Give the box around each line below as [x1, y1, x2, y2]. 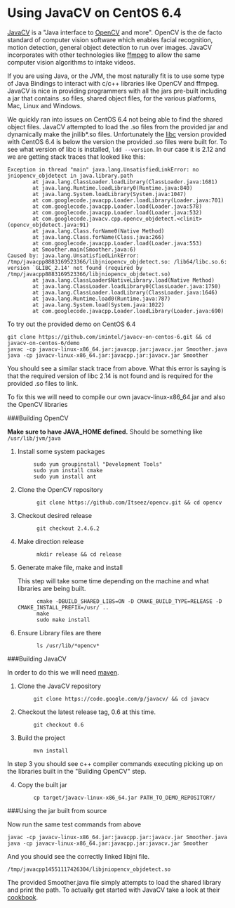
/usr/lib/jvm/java [7, 434, 61, 442]
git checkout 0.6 [33, 721, 84, 728]
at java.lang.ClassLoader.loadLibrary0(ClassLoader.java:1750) [32, 283, 221, 290]
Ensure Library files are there [17, 628, 102, 637]
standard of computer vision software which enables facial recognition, [7, 35, 213, 44]
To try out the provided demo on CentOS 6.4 [7, 320, 136, 328]
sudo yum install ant [33, 473, 97, 480]
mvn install [33, 747, 69, 754]
